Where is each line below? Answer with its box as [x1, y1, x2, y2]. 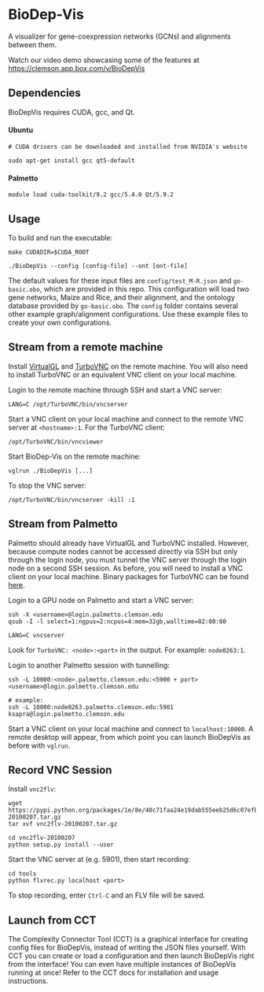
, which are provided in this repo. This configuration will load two [39, 284, 250, 293]
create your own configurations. [8, 318, 112, 327]
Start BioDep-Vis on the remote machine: [8, 451, 141, 461]
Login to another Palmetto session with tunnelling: [8, 660, 170, 670]
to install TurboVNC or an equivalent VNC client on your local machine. [8, 370, 237, 379]
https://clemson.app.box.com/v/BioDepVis [8, 63, 145, 72]
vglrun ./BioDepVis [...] [8, 466, 93, 474]
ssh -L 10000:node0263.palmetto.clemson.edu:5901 [8, 703, 174, 711]
